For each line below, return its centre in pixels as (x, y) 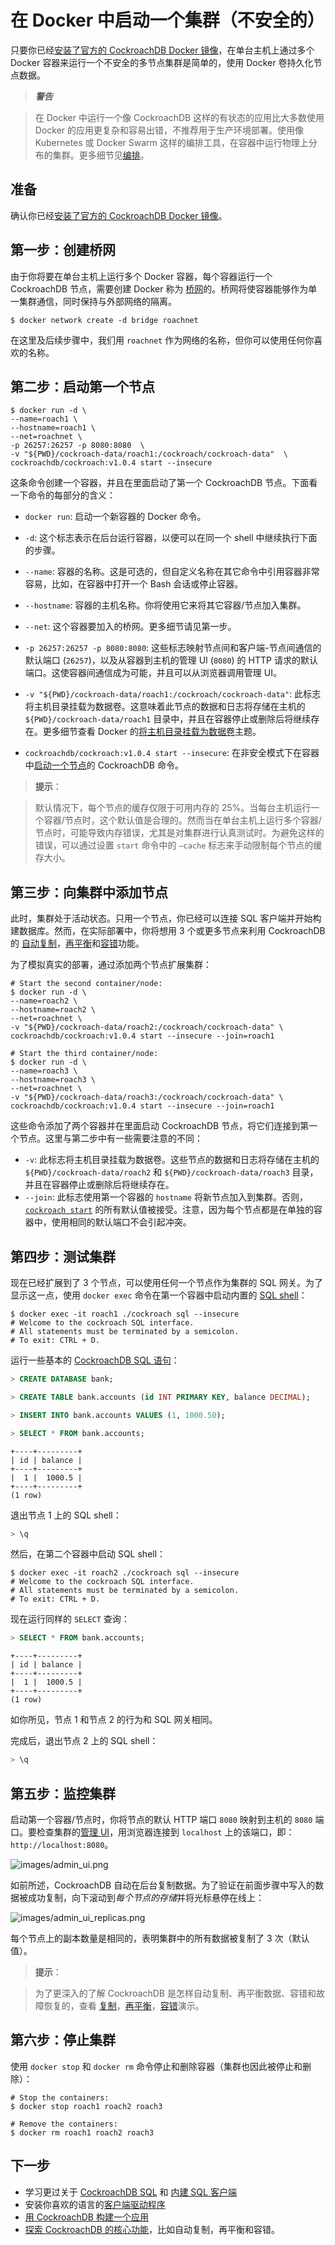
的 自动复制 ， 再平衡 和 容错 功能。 (77, 943)
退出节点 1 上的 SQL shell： (66, 1515)
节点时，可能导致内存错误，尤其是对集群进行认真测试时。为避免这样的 (179, 833)
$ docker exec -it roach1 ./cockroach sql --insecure (125, 1314)
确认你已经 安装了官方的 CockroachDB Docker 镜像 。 (119, 215)
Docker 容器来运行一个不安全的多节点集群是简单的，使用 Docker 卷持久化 (162, 62)
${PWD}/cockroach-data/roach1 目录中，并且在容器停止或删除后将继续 (168, 719)
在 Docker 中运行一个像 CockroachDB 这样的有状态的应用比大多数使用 (179, 117)
